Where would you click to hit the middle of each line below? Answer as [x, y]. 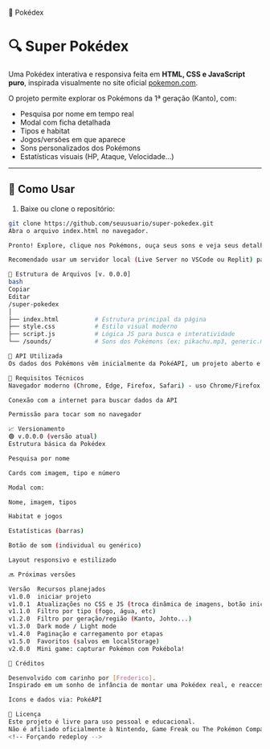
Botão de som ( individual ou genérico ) [75, 546]
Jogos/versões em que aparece [73, 139]
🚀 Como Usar [42, 189]
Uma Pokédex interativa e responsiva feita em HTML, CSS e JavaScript [127, 74]
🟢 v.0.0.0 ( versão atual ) [53, 437]
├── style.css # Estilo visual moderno [93, 327]
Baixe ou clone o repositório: [67, 208]
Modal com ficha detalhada [65, 122]
